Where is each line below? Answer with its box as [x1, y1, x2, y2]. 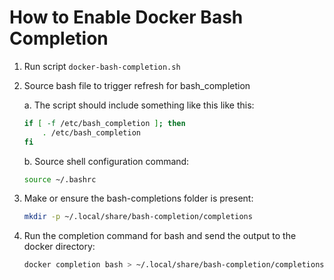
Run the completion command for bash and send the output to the [23, 230, 297, 242]
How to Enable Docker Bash [9, 6, 244, 29]
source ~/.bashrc [23, 174, 97, 185]
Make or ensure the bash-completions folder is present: [23, 192, 254, 205]
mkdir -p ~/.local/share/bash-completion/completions [23, 212, 253, 222]
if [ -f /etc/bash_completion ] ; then [23, 118, 186, 128]
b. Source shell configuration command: [23, 155, 190, 167]
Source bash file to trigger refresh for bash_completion [23, 79, 251, 91]
